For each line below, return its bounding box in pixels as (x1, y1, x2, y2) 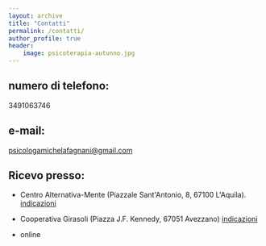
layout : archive (8, 11, 63, 20)
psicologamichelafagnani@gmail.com (8, 145, 133, 155)
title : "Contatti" (8, 19, 70, 27)
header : (8, 42, 35, 50)
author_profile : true (8, 34, 81, 43)
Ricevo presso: (8, 169, 85, 182)
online (19, 230, 41, 240)
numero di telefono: (8, 79, 110, 93)
